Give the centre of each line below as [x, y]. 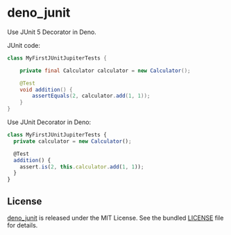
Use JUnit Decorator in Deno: [49, 122]
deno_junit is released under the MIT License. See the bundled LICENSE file [115, 218]
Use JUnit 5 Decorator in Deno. [52, 32]
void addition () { [46, 89]
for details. [23, 225]
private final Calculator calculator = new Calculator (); [105, 71]
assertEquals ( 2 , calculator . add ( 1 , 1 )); [91, 96]
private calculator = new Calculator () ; [72, 141]
